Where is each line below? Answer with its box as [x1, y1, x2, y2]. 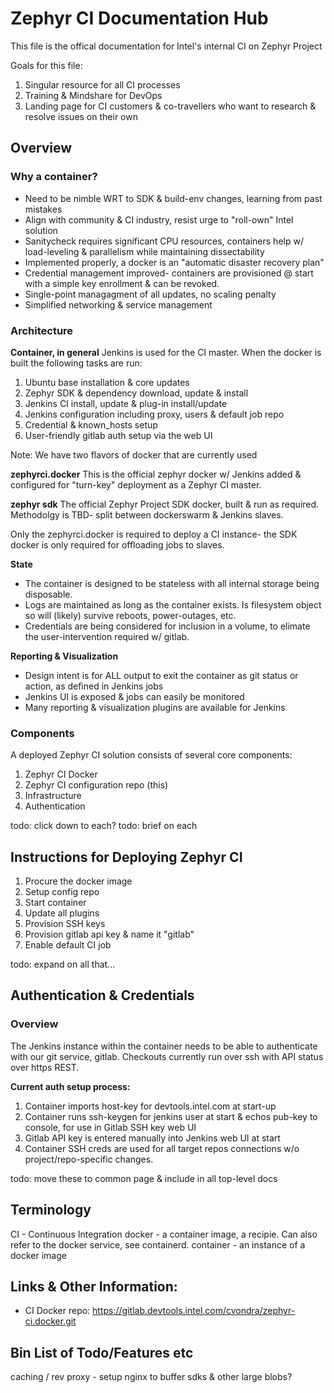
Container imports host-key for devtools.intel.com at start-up [24, 1100, 277, 1112]
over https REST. [10, 1061, 80, 1073]
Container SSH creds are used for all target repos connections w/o [24, 1142, 300, 1154]
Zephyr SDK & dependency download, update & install [24, 387, 249, 399]
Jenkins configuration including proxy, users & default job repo [24, 408, 285, 420]
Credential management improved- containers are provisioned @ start [24, 267, 314, 279]
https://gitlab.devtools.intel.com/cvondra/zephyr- [92, 1305, 296, 1317]
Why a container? [10, 170, 98, 184]
